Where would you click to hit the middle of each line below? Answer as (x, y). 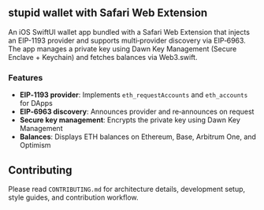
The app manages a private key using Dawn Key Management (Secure (123, 49)
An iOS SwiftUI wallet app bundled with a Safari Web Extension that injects (129, 32)
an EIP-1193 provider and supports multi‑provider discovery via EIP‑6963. (127, 40)
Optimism (35, 145)
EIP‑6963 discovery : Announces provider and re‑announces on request (137, 112)
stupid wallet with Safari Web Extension (108, 13)
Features (26, 77)
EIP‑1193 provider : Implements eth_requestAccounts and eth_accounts (134, 95)
